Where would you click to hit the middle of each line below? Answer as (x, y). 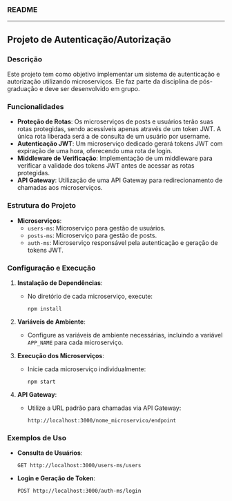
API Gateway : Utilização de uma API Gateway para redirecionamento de (120, 180)
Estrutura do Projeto (42, 206)
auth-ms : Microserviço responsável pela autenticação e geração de (123, 242)
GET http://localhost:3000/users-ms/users (79, 466)
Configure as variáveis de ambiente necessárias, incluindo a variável (125, 335)
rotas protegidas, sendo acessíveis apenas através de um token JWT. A (119, 129)
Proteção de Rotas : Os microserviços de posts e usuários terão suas (115, 121)
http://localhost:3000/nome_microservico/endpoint (102, 420)
